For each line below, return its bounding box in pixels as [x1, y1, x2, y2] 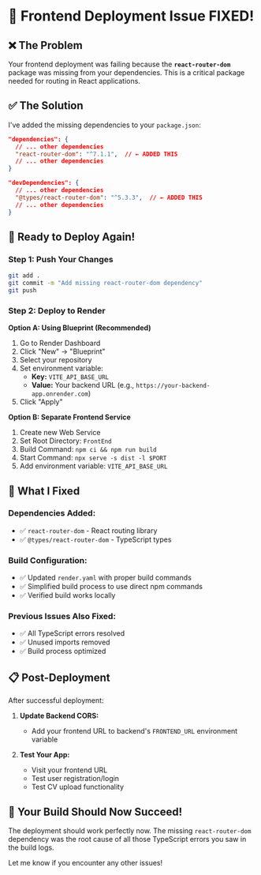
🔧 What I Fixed [8, 484, 80, 498]
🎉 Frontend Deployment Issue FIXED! [8, 7, 255, 25]
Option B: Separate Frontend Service [8, 412, 132, 422]
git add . [8, 272, 41, 280]
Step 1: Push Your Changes [8, 253, 114, 265]
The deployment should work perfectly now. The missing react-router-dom [8, 826, 252, 836]
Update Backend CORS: [19, 711, 99, 721]
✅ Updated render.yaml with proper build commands [19, 573, 192, 583]
